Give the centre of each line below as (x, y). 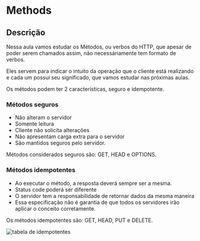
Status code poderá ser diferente (56, 190)
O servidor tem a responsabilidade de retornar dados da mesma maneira (104, 196)
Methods (29, 10)
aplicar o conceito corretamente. (55, 208)
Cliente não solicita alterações (52, 130)
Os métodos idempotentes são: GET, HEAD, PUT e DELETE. (80, 220)
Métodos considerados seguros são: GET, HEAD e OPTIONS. (81, 155)
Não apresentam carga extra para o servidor (70, 137)
